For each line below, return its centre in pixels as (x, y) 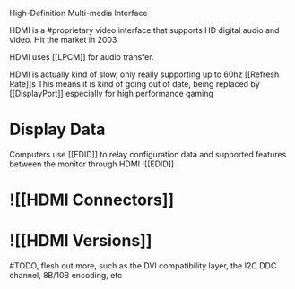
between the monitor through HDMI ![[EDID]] (92, 164)
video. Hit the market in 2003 (63, 40)
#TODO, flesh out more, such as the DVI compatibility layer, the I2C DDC (143, 266)
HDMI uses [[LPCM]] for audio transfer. (82, 57)
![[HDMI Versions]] (81, 241)
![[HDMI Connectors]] (92, 200)
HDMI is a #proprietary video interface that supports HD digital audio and (144, 30)
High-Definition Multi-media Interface (78, 13)
